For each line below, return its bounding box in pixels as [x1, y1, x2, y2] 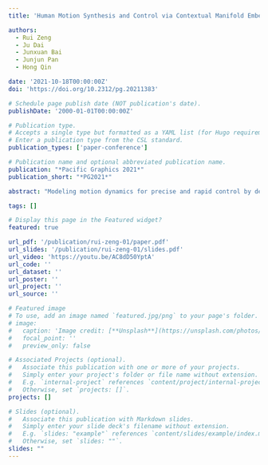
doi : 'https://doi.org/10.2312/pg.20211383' [8, 85, 159, 93]
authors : [8, 26, 37, 34]
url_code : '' [8, 260, 52, 268]
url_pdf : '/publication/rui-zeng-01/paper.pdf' [8, 238, 170, 246]
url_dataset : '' [8, 268, 62, 276]
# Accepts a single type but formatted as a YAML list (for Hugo [8, 129, 230, 137]
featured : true [8, 224, 59, 232]
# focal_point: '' [8, 334, 77, 342]
